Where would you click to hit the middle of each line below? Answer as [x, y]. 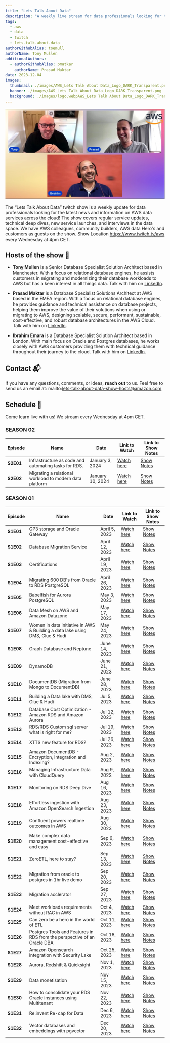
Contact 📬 [23, 368]
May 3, [108, 595]
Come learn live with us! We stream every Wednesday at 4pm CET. [75, 417]
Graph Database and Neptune [60, 648]
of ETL [36, 925]
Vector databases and [52, 1026]
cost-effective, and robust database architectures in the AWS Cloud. [84, 320]
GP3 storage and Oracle [54, 529]
